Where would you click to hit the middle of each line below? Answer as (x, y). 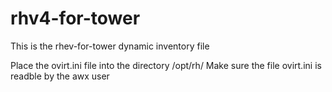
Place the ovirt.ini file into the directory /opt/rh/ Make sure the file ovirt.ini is (166, 65)
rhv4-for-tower (75, 18)
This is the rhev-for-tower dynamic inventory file (110, 46)
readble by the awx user (60, 76)
